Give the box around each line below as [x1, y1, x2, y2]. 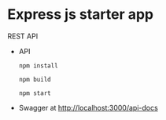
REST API [7, 31, 39, 41]
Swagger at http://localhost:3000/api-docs [18, 103, 158, 112]
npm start [18, 89, 52, 97]
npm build [18, 75, 52, 83]
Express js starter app [7, 5, 154, 24]
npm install [18, 61, 58, 70]
